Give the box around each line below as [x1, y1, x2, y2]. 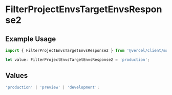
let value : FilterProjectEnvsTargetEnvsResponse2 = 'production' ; [5, 57, 150, 62]
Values [5, 71, 28, 80]
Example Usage [5, 35, 56, 43]
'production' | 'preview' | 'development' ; [5, 85, 100, 90]
